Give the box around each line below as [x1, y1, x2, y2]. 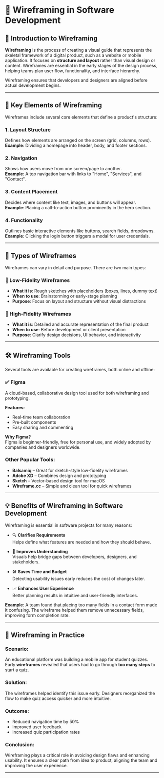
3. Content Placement [5, 188, 58, 195]
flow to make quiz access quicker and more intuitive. [5, 695, 111, 701]
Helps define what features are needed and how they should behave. [12, 539, 151, 545]
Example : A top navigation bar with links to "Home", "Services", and [5, 171, 142, 177]
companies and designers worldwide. [5, 444, 81, 450]
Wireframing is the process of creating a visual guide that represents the [5, 47, 152, 53]
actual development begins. [5, 82, 61, 88]
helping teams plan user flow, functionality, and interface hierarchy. [5, 68, 141, 74]
